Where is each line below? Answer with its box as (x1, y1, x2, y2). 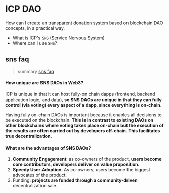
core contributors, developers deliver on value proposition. (12, 161, 140, 167)
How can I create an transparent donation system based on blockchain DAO (5, 20, 163, 26)
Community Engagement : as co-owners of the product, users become (12, 156, 162, 162)
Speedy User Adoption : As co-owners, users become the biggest (12, 167, 150, 173)
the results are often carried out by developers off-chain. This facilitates (5, 127, 160, 134)
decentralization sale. (12, 183, 58, 189)
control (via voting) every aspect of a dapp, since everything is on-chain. (5, 102, 162, 108)
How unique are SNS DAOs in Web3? (5, 80, 83, 86)
